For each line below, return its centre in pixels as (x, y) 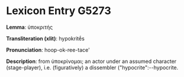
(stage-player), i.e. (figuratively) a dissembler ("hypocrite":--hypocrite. (92, 67)
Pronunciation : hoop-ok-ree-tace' (48, 50)
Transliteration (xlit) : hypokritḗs (45, 38)
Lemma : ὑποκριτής (30, 27)
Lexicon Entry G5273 (59, 11)
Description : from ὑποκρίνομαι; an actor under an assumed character (91, 61)
